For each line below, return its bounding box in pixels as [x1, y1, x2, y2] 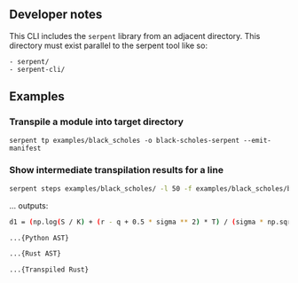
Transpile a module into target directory [9, 115, 184, 128]
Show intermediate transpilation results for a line [9, 164, 224, 177]
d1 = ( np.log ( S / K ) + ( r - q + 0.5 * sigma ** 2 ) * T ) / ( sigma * [9, 217, 264, 226]
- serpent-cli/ [9, 65, 66, 74]
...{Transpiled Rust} [9, 265, 90, 274]
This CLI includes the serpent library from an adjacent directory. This [9, 30, 261, 41]
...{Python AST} [9, 233, 69, 242]
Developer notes [9, 7, 103, 22]
